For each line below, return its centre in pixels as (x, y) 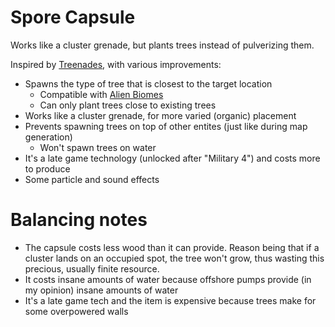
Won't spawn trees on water (98, 147)
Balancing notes (79, 220)
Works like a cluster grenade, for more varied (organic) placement (160, 115)
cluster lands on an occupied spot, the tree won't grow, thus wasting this (174, 258)
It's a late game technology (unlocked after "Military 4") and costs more (172, 158)
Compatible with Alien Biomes (101, 94)
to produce (47, 168)
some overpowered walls (76, 311)
